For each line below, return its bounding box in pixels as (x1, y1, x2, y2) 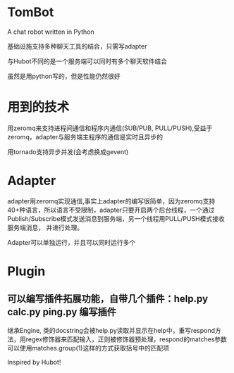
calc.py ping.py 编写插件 (7, 306, 117, 318)
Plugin (7, 263, 46, 279)
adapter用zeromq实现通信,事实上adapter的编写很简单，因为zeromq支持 (7, 196, 216, 205)
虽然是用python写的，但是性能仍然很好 (7, 72, 121, 80)
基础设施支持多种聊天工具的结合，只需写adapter (7, 42, 147, 50)
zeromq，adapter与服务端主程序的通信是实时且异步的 (7, 132, 164, 141)
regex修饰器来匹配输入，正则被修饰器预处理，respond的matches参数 (25, 335, 228, 343)
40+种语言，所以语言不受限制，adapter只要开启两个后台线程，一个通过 (7, 206, 215, 214)
